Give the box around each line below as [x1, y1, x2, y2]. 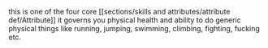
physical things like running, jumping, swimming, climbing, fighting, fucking [8, 24, 260, 33]
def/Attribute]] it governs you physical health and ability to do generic [8, 15, 241, 25]
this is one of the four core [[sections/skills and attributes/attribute [8, 7, 231, 16]
